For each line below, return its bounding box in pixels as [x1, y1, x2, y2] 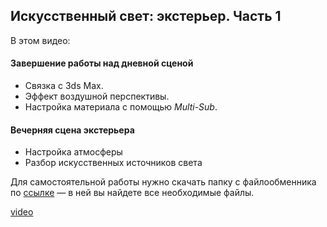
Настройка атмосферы [24, 146, 123, 158]
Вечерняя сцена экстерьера [10, 124, 135, 136]
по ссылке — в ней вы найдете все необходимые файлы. [10, 187, 255, 199]
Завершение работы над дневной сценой [10, 57, 194, 69]
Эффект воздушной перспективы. [24, 90, 170, 103]
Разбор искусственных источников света [24, 157, 203, 169]
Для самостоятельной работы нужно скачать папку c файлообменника [10, 176, 317, 188]
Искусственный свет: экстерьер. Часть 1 [10, 8, 282, 25]
